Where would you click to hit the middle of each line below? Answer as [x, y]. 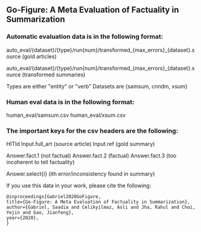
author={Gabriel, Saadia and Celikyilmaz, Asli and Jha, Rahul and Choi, [101, 207]
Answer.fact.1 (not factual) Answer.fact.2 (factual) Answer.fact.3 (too [91, 156]
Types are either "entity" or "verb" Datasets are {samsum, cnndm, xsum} [97, 86]
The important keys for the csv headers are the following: [92, 131]
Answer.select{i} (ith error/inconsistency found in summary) [81, 174]
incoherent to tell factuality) [40, 162]
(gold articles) [40, 56]
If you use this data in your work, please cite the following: [79, 186]
